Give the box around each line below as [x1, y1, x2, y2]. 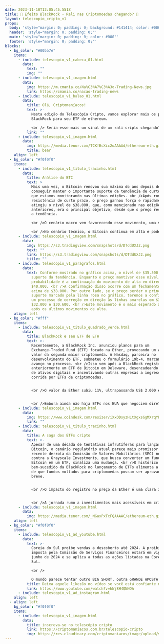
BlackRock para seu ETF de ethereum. [31, 116, 108, 121]
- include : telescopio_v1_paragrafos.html [18, 261, 106, 266]
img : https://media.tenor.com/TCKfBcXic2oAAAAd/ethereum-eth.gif [26, 143, 163, 148]
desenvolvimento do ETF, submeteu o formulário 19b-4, [31, 357, 145, 362]
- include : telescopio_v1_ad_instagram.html [18, 591, 110, 596]
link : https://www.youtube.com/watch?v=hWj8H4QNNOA [26, 586, 134, 591]
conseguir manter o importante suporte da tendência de [31, 189, 147, 194]
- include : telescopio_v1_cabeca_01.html [18, 57, 104, 62]
